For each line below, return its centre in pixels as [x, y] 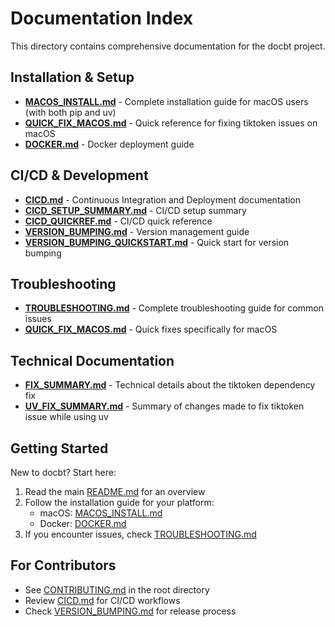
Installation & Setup [72, 77]
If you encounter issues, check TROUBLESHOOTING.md [140, 534]
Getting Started [59, 448]
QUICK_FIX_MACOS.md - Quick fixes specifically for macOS [151, 329]
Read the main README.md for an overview [115, 491]
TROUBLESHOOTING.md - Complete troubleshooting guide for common [174, 308]
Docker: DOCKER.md [83, 523]
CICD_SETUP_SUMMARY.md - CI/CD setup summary [135, 210]
